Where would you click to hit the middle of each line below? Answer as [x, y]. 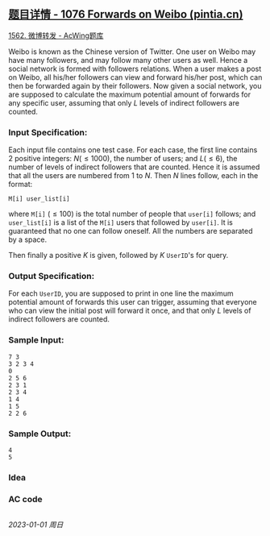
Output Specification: [52, 276]
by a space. [28, 239]
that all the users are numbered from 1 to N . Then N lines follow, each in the [133, 176]
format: [21, 185]
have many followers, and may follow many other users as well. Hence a [128, 60]
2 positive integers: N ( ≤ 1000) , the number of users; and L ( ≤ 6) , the [123, 159]
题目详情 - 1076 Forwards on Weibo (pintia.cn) [126, 15]
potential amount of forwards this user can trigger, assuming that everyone [133, 302]
